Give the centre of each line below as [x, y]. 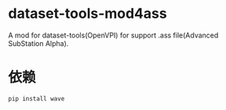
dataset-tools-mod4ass [87, 14]
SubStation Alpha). [38, 43]
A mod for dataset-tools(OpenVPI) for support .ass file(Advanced [113, 35]
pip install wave [36, 98]
